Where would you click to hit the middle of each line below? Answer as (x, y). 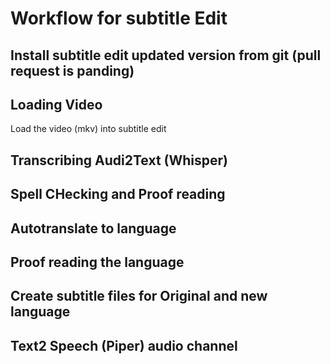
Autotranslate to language (93, 228)
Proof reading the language (97, 262)
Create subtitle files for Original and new (139, 296)
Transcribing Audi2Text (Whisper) (119, 160)
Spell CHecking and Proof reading (118, 194)
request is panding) (72, 70)
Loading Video (56, 104)
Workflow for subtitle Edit (119, 18)
